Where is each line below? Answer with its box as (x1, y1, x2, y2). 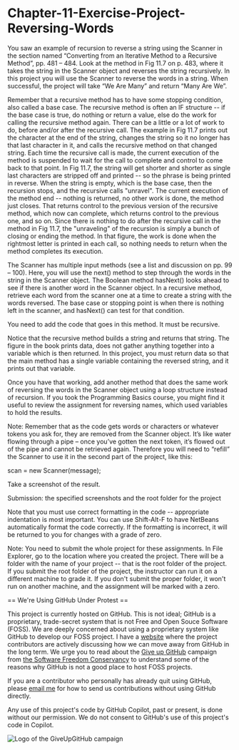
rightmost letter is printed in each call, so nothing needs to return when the (7, 239, 228, 247)
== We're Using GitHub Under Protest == (7, 595, 128, 604)
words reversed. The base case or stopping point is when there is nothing (7, 298, 225, 307)
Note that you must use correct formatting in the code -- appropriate (7, 508, 209, 516)
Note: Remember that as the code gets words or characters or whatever (7, 422, 219, 431)
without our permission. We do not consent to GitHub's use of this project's (7, 713, 230, 721)
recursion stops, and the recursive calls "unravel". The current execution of (7, 186, 228, 195)
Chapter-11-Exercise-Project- (7, 5, 185, 21)
